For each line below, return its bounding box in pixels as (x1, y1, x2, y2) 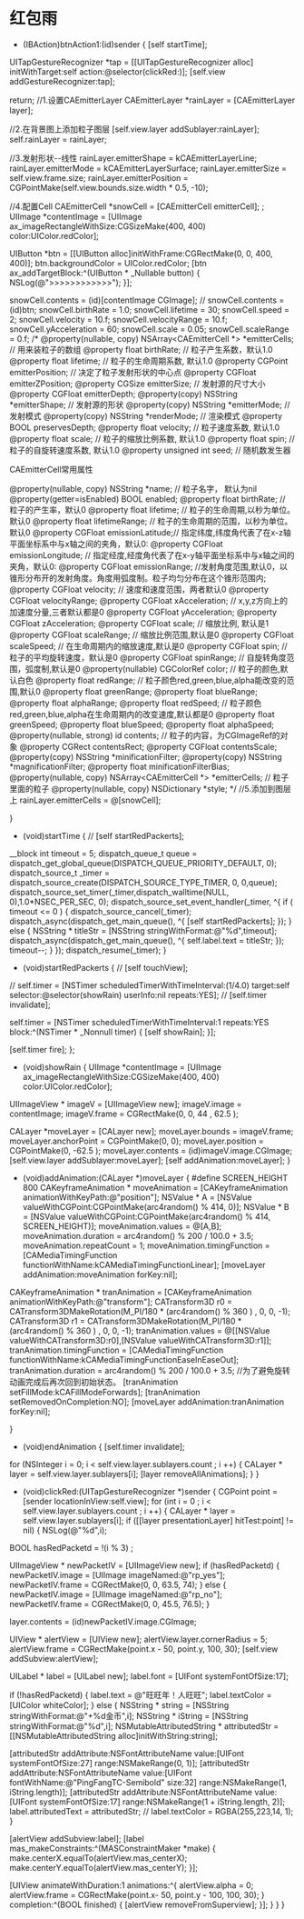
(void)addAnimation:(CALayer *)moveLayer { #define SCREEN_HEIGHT (22, 1172, 289, 1183)
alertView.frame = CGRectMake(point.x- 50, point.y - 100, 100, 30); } (9, 1889, 265, 1900)
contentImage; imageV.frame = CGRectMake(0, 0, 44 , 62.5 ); (9, 1108, 239, 1119)
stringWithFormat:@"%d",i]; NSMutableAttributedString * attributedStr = (9, 1720, 279, 1732)
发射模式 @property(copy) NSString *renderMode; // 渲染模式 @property (9, 410, 283, 421)
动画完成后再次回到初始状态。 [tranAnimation (9, 1376, 179, 1387)
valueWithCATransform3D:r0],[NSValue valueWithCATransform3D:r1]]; (9, 1334, 272, 1345)
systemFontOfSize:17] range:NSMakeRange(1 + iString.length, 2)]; (39, 1796, 286, 1807)
